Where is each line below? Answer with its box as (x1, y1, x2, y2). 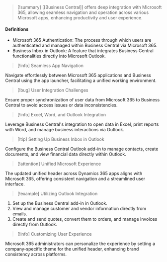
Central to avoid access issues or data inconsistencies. (5, 102, 118, 108)
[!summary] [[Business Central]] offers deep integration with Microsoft (17, 4, 162, 10)
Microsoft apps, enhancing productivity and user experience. (17, 15, 143, 20)
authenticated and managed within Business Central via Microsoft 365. (12, 42, 158, 49)
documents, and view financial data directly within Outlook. (5, 151, 127, 157)
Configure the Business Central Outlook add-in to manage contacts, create (5, 146, 159, 152)
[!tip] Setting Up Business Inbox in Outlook (17, 136, 104, 142)
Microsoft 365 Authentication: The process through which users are (12, 37, 152, 43)
